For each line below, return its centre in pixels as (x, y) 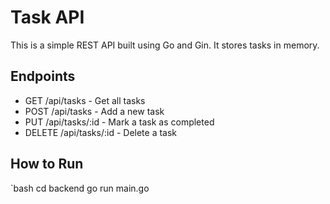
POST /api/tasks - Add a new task (94, 111)
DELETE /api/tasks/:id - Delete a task (101, 132)
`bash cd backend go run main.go (80, 188)
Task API (47, 17)
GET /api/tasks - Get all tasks (85, 100)
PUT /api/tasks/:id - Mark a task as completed (119, 122)
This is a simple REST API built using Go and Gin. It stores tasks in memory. (165, 45)
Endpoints (43, 76)
